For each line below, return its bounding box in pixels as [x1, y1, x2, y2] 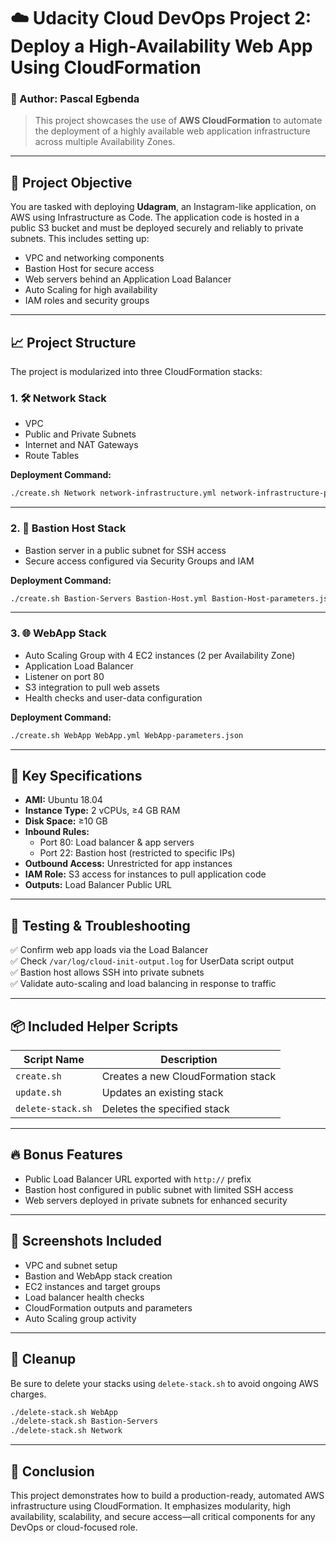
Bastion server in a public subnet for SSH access [24, 544, 227, 556]
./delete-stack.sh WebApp [10, 1407, 118, 1417]
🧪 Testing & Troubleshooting [10, 917, 191, 934]
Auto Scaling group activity [24, 1312, 137, 1324]
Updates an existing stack [101, 1086, 224, 1100]
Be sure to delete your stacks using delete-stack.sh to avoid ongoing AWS [10, 1377, 320, 1389]
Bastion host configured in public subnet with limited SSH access [24, 1183, 294, 1195]
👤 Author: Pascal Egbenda [10, 92, 140, 106]
